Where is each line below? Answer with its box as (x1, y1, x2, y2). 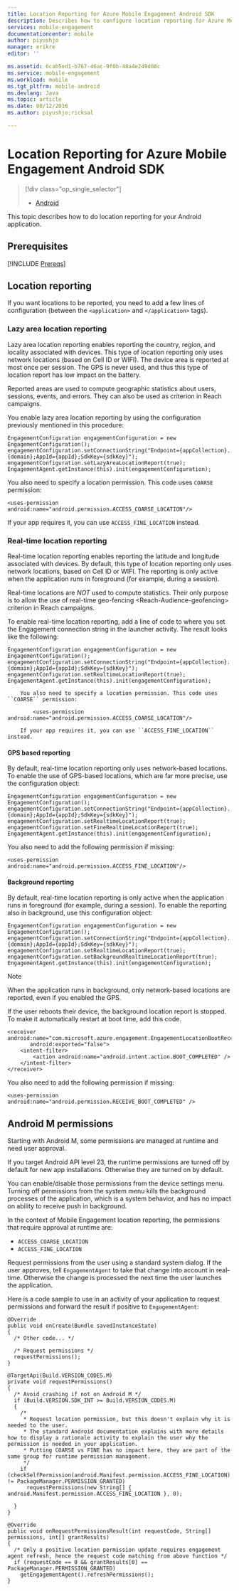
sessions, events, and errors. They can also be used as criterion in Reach (7, 392, 222, 400)
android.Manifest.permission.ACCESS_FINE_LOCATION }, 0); (7, 1491, 183, 1498)
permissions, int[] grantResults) (7, 1534, 110, 1541)
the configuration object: (7, 779, 80, 788)
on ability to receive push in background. (7, 1202, 127, 1210)
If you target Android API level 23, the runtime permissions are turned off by (7, 1158, 230, 1166)
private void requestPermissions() (7, 1378, 113, 1385)
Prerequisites (7, 240, 68, 252)
